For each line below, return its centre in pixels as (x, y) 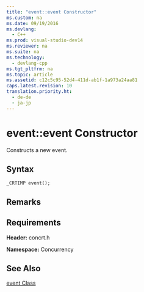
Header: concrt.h (28, 237)
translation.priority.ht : (39, 92)
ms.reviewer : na (27, 46)
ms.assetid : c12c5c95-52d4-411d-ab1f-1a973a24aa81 (72, 80)
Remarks (24, 202)
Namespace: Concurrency (40, 249)
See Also (23, 268)
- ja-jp (22, 103)
